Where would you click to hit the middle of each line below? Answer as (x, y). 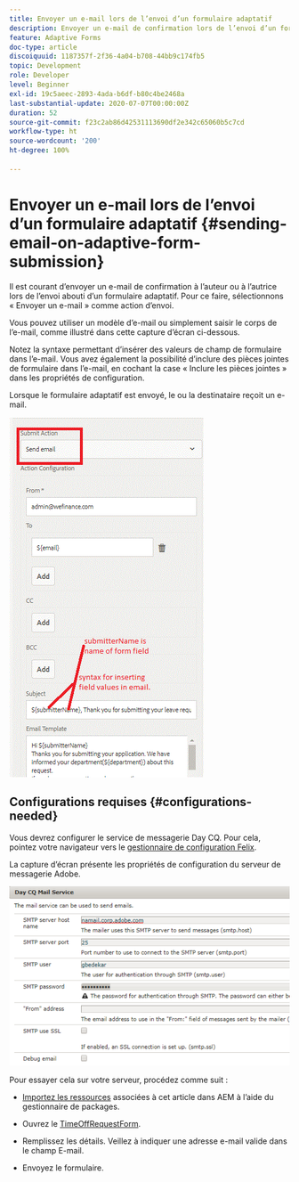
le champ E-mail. (53, 1151)
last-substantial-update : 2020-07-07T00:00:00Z (99, 103)
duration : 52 (33, 113)
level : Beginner (39, 85)
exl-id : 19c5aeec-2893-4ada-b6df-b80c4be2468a (97, 94)
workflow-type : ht (43, 132)
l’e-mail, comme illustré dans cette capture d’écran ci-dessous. (125, 332)
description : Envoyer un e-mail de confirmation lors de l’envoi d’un (143, 28)
